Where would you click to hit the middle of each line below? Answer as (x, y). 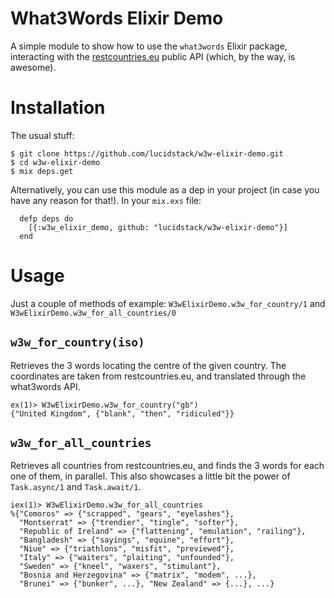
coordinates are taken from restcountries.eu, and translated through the (158, 376)
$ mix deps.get (42, 171)
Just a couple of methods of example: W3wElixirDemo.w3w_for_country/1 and (168, 303)
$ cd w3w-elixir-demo (55, 162)
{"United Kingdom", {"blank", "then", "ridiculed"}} (122, 413)
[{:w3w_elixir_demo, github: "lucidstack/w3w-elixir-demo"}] (158, 227)
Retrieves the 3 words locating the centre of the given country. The (148, 365)
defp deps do (46, 218)
